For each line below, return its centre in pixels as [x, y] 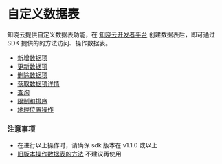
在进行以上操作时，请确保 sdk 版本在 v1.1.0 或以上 [87, 145]
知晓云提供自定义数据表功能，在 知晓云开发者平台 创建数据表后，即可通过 [111, 34]
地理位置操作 [35, 109]
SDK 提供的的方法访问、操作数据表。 [59, 43]
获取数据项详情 [38, 83]
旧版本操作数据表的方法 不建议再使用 [69, 154]
